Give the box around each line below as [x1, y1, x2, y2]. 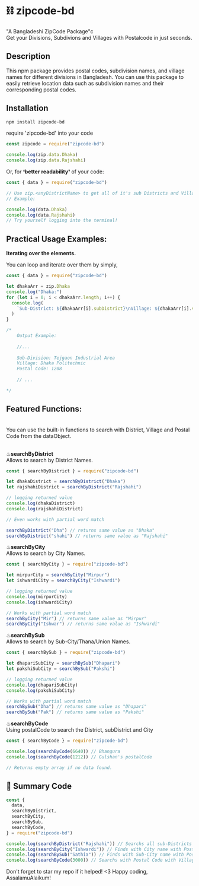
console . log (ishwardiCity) [6, 599, 73, 605]
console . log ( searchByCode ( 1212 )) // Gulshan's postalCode [6, 754, 152, 760]
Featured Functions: [6, 404, 82, 414]
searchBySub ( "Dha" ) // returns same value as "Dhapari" [6, 704, 147, 710]
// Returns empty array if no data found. [6, 764, 113, 771]
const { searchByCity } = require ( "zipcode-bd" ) [6, 561, 129, 567]
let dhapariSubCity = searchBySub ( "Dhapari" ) [6, 660, 120, 666]
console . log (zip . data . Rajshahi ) [6, 157, 86, 163]
